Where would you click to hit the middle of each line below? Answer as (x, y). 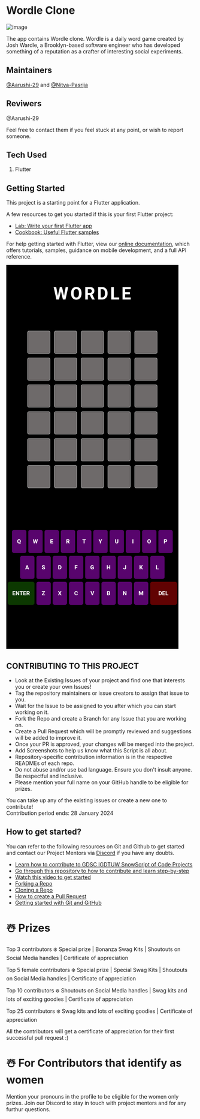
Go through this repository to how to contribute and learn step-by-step (102, 871)
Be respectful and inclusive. (49, 776)
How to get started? (44, 832)
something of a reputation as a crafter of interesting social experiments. (95, 51)
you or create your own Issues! (53, 687)
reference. (19, 257)
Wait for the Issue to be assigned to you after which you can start (95, 706)
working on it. (32, 712)
